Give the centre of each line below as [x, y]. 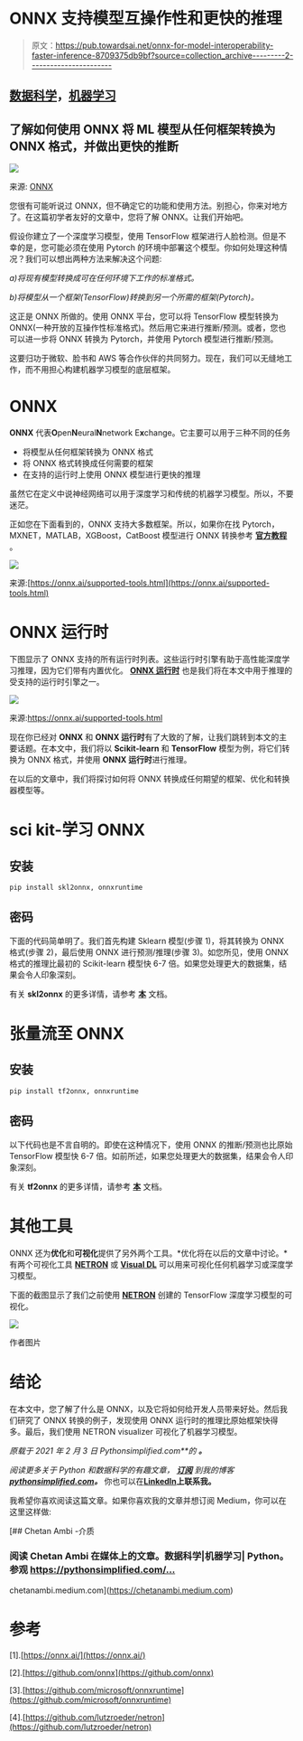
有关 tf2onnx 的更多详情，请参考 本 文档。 [88, 1186]
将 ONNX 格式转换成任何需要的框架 [88, 463]
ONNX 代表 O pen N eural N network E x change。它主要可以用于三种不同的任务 [150, 433]
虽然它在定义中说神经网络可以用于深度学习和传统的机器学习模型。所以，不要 [151, 494]
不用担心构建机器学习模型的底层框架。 [104, 370]
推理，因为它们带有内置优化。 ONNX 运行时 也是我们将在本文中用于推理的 [155, 670]
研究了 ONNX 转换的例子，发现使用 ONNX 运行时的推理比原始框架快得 [147, 1420]
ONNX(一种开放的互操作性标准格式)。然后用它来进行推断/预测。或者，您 [144, 328]
